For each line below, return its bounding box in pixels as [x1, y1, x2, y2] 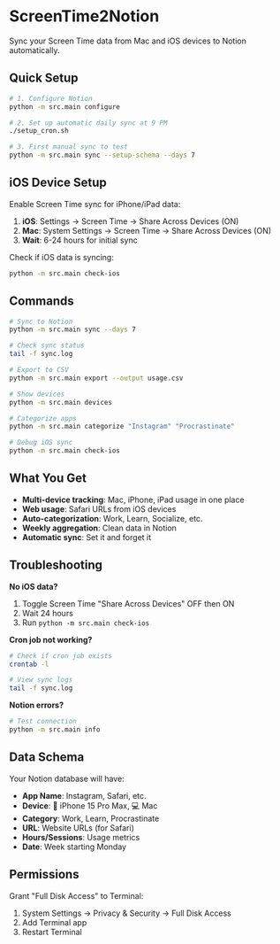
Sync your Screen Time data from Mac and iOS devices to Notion [9, 35, 247, 46]
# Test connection [9, 717, 77, 726]
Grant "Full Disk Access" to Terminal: [9, 890, 144, 901]
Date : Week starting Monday [21, 841, 126, 852]
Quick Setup [9, 71, 79, 86]
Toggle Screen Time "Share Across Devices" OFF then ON [21, 598, 235, 608]
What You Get [9, 471, 87, 486]
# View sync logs [9, 676, 73, 685]
